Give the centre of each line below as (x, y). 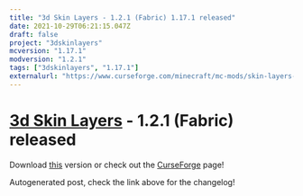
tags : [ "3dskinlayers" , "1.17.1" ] (74, 68)
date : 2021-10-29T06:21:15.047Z (70, 26)
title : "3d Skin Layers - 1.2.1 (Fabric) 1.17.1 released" (123, 18)
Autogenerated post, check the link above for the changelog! (122, 182)
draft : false (34, 34)
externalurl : (34, 76)
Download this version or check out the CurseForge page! (117, 165)
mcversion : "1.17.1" (48, 51)
